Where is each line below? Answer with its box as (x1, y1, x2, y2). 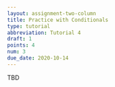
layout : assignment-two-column (7, 10, 97, 17)
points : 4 (7, 42, 36, 49)
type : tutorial (7, 23, 51, 29)
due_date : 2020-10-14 (7, 55, 69, 62)
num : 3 (7, 49, 26, 55)
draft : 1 (7, 36, 32, 42)
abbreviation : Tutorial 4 (7, 29, 81, 36)
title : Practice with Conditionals (7, 16, 109, 23)
